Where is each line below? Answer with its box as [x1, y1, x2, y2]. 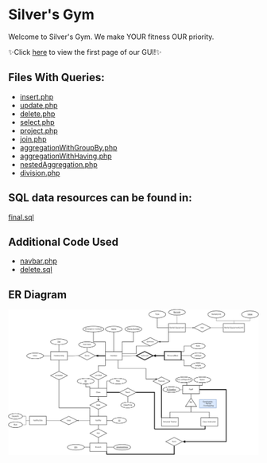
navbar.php [19, 256, 58, 266]
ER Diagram [8, 288, 68, 302]
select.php [19, 117, 55, 126]
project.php [19, 126, 58, 135]
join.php [19, 134, 47, 144]
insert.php [19, 91, 54, 101]
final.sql [8, 212, 34, 222]
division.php [19, 168, 60, 177]
